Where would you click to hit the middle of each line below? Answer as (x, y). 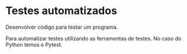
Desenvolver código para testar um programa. (62, 27)
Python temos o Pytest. (34, 45)
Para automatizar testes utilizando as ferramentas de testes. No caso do (93, 38)
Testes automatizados (62, 11)
